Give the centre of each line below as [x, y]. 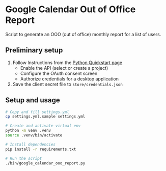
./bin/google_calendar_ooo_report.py [45, 163]
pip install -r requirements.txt [41, 149]
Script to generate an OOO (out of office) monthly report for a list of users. [83, 34]
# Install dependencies [31, 144]
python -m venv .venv [28, 131]
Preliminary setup [34, 50]
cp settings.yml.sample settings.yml [45, 117]
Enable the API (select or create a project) [64, 68]
